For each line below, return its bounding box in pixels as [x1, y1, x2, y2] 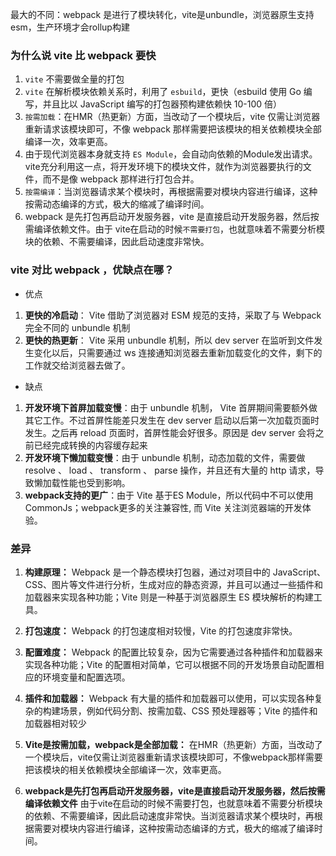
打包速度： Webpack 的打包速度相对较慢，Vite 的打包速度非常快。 [24, 624, 298, 637]
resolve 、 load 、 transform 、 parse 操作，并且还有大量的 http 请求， [24, 464, 316, 476]
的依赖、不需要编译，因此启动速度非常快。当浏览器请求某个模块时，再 [24, 809, 315, 822]
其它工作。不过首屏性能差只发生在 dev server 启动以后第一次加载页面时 [24, 414, 320, 426]
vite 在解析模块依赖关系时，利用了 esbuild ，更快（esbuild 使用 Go [24, 86, 302, 98]
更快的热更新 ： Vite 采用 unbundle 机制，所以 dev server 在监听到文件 [24, 334, 315, 346]
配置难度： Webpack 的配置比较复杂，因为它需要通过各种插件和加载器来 [24, 646, 323, 658]
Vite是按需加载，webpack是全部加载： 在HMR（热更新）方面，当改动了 [24, 738, 323, 750]
